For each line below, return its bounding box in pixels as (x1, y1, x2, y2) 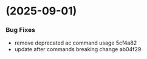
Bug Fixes (5, 26, 36, 34)
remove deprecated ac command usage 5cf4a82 (14, 39, 137, 46)
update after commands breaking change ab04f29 (14, 46, 142, 53)
